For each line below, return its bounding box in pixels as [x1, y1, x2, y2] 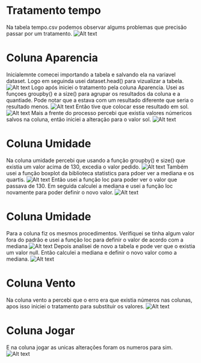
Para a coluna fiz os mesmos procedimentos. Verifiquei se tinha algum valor [6, 229, 195, 237]
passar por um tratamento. [6, 29, 72, 37]
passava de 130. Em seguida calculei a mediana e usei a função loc [6, 182, 173, 190]
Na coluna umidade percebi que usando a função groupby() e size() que [6, 157, 185, 164]
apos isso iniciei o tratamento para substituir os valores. [6, 302, 145, 310]
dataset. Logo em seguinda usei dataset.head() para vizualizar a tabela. [6, 77, 184, 84]
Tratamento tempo [6, 4, 101, 17]
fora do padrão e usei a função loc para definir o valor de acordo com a [6, 236, 184, 243]
